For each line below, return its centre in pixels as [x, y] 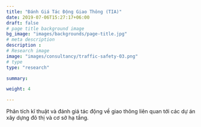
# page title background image [45, 28]
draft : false [22, 23]
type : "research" [28, 67]
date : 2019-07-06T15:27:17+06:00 [48, 17]
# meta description [31, 40]
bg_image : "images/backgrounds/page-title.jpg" [67, 34]
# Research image [28, 51]
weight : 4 [19, 89]
